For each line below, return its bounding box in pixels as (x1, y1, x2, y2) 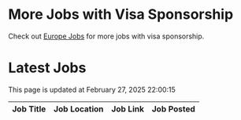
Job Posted (151, 104, 195, 115)
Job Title (12, 104, 46, 115)
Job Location (54, 104, 104, 115)
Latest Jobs (8, 59, 87, 77)
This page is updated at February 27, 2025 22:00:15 (8, 85, 176, 94)
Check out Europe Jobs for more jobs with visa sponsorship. (8, 31, 205, 41)
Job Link (111, 104, 144, 115)
